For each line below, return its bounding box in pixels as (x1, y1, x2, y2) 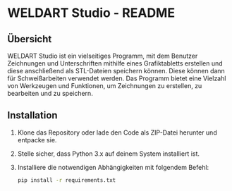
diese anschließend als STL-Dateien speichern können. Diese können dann (7, 67, 226, 75)
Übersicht (7, 33, 52, 45)
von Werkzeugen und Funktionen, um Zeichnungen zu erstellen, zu (7, 82, 202, 90)
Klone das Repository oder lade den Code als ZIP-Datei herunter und (17, 128, 217, 137)
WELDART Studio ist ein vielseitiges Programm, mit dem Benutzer (7, 51, 198, 60)
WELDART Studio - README (7, 5, 175, 21)
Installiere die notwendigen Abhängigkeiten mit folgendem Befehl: (17, 163, 209, 171)
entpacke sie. (17, 135, 57, 144)
